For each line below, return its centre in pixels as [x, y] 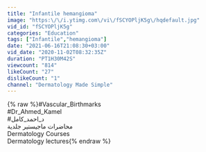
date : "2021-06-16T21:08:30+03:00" [59, 46]
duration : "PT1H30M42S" [42, 59]
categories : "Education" [43, 33]
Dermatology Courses [39, 134]
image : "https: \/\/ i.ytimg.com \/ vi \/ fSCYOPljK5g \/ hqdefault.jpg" [103, 20]
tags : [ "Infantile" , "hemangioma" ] [57, 40]
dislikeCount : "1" [34, 78]
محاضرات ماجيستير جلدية [40, 126]
